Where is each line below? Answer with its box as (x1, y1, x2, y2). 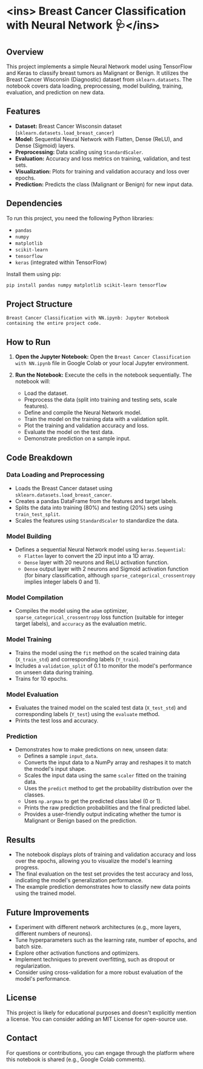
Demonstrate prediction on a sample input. (24, 435, 131, 442)
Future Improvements (6, 907, 90, 918)
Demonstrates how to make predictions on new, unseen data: (15, 746, 168, 753)
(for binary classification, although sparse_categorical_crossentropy (24, 572, 196, 579)
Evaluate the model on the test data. (24, 428, 115, 436)
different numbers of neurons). (15, 930, 92, 937)
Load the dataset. (24, 389, 68, 397)
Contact (6, 1033, 38, 1043)
